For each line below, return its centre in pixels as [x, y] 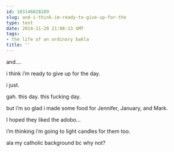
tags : [13, 34]
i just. [13, 85]
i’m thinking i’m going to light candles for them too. [68, 131]
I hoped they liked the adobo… [44, 119]
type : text [20, 23]
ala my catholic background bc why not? [56, 142]
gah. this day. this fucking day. [44, 97]
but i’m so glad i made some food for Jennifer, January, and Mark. [87, 108]
